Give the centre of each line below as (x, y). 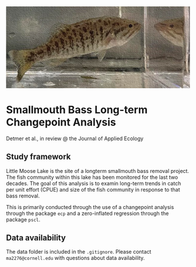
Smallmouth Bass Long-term (77, 110)
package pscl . (23, 219)
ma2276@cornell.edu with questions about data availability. (76, 258)
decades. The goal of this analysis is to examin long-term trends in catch (94, 183)
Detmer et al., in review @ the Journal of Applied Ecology (75, 138)
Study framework (38, 157)
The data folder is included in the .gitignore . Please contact (79, 252)
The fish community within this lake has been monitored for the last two (92, 177)
